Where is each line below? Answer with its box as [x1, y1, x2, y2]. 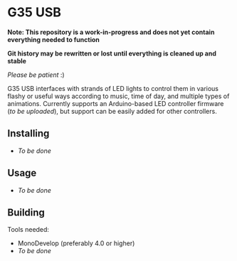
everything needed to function [7, 35, 100, 43]
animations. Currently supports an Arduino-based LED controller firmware [7, 99, 224, 107]
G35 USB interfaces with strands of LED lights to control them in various [7, 84, 219, 92]
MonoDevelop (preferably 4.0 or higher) [17, 239, 135, 247]
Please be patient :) [7, 70, 65, 79]
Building [7, 206, 45, 218]
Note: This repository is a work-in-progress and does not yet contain [7, 28, 215, 36]
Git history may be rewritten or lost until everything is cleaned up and [7, 49, 217, 58]
